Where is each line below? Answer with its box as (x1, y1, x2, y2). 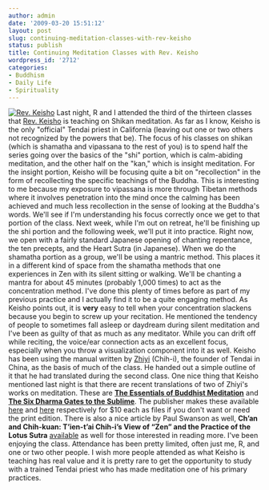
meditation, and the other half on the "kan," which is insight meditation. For (8, 159, 255, 169)
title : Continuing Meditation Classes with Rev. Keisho (8, 49, 199, 57)
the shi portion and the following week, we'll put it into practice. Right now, (8, 227, 254, 237)
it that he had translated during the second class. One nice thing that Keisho (8, 371, 259, 380)
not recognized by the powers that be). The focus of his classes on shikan (8, 133, 253, 143)
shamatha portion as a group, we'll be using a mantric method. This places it (8, 253, 260, 262)
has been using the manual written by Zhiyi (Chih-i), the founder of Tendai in (8, 354, 260, 364)
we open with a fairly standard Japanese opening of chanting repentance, (8, 235, 253, 245)
